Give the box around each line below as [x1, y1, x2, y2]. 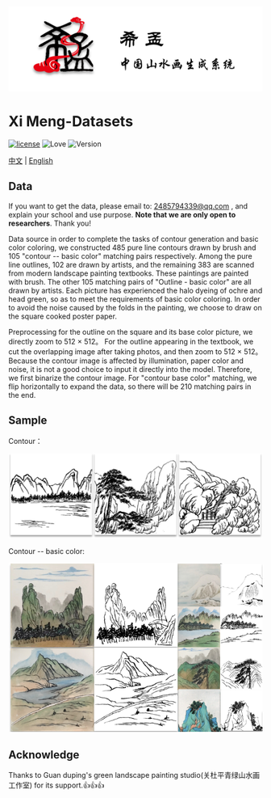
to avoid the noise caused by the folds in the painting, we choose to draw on [8, 302, 262, 312]
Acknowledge [8, 748, 80, 762]
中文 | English [8, 155, 54, 165]
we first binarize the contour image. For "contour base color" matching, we [8, 373, 257, 382]
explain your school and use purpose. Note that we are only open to [8, 209, 236, 219]
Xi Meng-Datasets [8, 112, 134, 131]
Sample [8, 414, 48, 428]
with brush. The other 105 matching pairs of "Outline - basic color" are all [8, 277, 252, 286]
